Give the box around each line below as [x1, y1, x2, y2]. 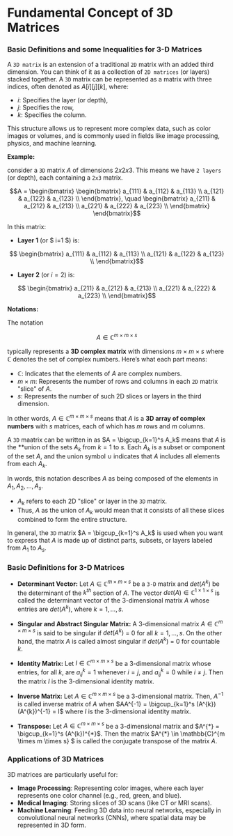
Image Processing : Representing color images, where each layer [17, 784, 204, 792]
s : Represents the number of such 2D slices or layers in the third [17, 392, 202, 401]
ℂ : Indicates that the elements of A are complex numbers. [17, 369, 182, 378]
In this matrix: [7, 223, 47, 231]
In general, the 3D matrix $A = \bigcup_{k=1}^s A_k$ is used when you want [7, 528, 223, 537]
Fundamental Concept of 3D [7, 5, 174, 21]
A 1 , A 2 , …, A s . [7, 482, 44, 492]
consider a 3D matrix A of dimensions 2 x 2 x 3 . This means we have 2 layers [7, 166, 222, 175]
